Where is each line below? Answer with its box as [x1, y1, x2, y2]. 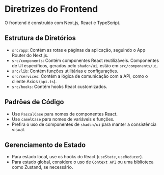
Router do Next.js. [11, 52, 49, 58]
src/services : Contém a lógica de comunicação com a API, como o [11, 73, 148, 79]
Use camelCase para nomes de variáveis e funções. [11, 116, 115, 122]
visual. [11, 126, 26, 132]
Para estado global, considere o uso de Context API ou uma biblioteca [11, 159, 154, 165]
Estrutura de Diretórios [4, 34, 76, 42]
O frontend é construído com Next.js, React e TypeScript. [4, 20, 121, 26]
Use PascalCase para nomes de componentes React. [11, 111, 118, 117]
